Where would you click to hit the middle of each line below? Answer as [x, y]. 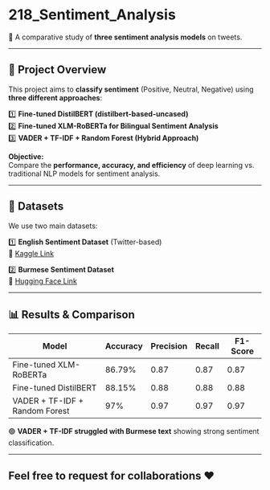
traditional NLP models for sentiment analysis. [84, 174]
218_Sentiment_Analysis [92, 15]
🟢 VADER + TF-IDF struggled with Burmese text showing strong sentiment [134, 431]
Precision [169, 346]
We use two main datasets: [53, 226]
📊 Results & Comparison [72, 314]
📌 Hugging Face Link [43, 281]
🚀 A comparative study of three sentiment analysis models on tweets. [125, 37]
